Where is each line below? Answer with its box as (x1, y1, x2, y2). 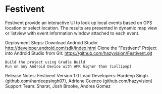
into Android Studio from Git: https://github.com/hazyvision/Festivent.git (5, 50, 153, 56)
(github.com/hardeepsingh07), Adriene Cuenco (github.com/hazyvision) (5, 78, 153, 84)
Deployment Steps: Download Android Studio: (5, 39, 99, 45)
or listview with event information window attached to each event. (5, 30, 140, 36)
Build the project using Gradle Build (5, 60, 85, 64)
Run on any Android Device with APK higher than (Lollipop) (5, 64, 132, 69)
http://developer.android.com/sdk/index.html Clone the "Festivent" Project (5, 45, 157, 51)
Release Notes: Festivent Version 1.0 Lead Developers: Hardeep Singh (5, 72, 148, 78)
